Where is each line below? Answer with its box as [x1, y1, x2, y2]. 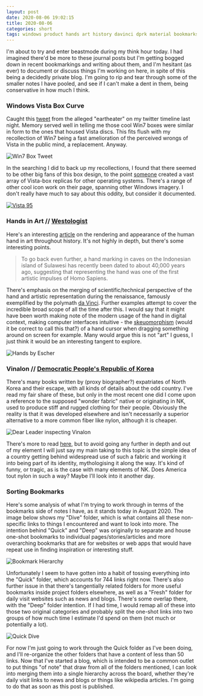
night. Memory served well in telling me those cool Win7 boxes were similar [6, 122, 194, 129]
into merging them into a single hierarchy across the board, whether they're [6, 670, 195, 677]
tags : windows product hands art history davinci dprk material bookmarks [6, 31, 199, 37]
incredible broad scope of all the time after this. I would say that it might [6, 305, 185, 313]
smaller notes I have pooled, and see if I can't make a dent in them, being [6, 80, 188, 88]
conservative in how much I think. [6, 86, 91, 94]
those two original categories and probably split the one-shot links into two [6, 608, 193, 616]
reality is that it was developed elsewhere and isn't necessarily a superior [6, 411, 189, 418]
